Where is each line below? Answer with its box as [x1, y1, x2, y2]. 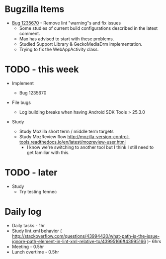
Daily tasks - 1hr [11, 222, 45, 228]
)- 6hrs [147, 238, 162, 244]
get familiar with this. [26, 149, 70, 155]
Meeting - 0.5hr [11, 244, 44, 250]
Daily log [4, 206, 42, 217]
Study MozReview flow [19, 133, 67, 140]
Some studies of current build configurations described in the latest [19, 25, 158, 31]
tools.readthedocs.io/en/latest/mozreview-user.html [19, 139, 126, 145]
